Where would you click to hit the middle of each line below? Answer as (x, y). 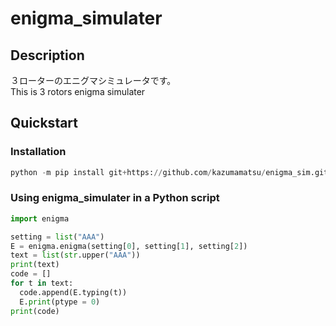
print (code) (35, 311)
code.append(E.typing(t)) (73, 292)
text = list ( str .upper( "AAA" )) (75, 255)
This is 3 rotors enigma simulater (78, 91)
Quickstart (44, 123)
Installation (38, 152)
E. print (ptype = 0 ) (60, 302)
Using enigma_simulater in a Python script (115, 198)
